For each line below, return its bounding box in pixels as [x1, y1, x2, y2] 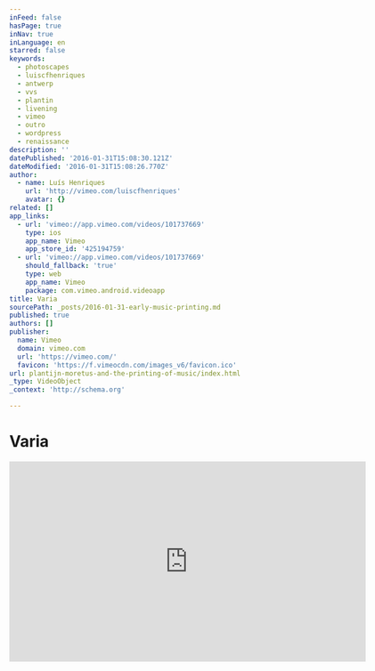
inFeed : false [9, 12, 62, 22]
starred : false [9, 46, 66, 55]
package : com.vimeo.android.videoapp [25, 286, 166, 295]
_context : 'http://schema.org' [9, 385, 126, 394]
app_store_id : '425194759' [25, 245, 126, 254]
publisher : [9, 327, 50, 336]
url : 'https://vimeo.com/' [17, 352, 118, 361]
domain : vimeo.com [17, 344, 86, 352]
